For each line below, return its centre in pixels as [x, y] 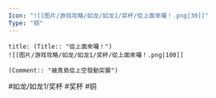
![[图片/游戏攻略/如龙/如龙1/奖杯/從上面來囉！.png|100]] [96, 55]
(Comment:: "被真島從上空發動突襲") [63, 70]
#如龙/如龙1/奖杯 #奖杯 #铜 [53, 86]
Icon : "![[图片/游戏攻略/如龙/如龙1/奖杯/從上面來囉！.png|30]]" [109, 16]
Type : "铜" [26, 23]
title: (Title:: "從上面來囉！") [60, 46]
